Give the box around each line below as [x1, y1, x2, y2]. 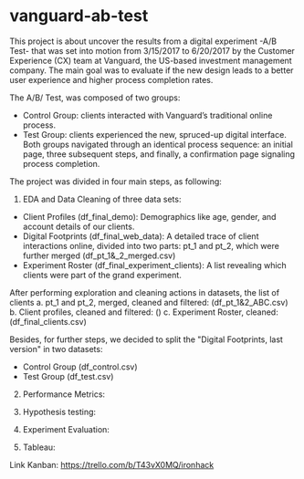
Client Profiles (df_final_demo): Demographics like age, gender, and [22, 211, 277, 222]
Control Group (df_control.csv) [22, 361, 139, 372]
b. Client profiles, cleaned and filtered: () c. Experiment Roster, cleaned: [9, 307, 278, 318]
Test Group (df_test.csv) [22, 370, 114, 381]
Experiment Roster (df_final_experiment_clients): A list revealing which [22, 259, 288, 270]
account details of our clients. [22, 221, 135, 232]
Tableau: [22, 442, 57, 453]
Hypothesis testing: [22, 406, 97, 417]
